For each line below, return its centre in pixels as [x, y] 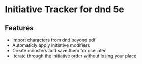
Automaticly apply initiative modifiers [51, 45]
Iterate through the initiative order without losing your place [74, 56]
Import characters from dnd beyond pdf [54, 40]
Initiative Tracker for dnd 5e [64, 9]
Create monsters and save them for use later [59, 51]
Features [19, 28]
